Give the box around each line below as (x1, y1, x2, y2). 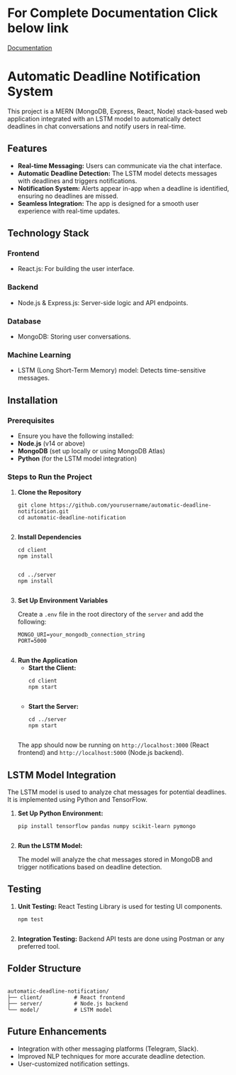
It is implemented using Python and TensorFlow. (7, 795, 147, 804)
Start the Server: (28, 702, 79, 711)
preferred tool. (17, 942, 60, 950)
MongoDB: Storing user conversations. (17, 332, 131, 341)
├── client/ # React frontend (7, 993, 125, 1001)
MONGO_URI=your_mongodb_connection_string (17, 632, 145, 639)
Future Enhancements (7, 1025, 108, 1037)
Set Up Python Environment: (17, 809, 103, 817)
